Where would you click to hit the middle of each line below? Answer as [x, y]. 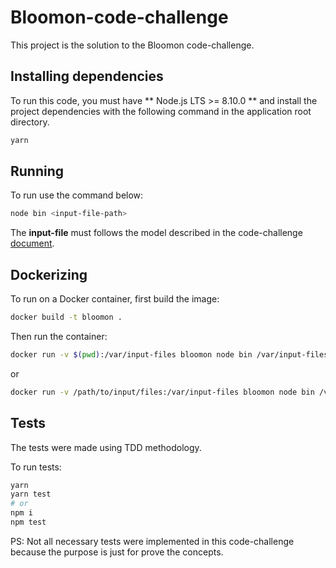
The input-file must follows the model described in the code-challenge [156, 233]
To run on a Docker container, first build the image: [115, 299]
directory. [30, 122]
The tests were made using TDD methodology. [106, 447]
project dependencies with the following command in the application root [161, 111]
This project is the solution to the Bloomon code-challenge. [132, 45]
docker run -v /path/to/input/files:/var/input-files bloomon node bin [162, 392]
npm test [28, 522]
